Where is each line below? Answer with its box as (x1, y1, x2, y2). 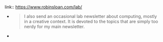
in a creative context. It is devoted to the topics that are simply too (24, 19, 159, 24)
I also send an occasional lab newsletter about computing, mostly (24, 14, 157, 19)
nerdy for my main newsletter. (24, 24, 85, 29)
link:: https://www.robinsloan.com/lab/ (4, 4, 82, 10)
